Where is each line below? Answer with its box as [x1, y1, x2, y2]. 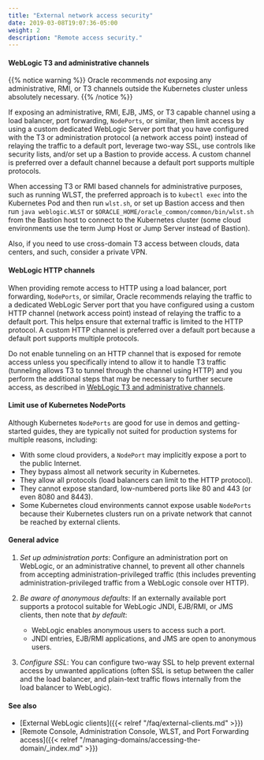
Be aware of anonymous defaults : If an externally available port [19, 593, 226, 603]
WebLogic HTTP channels [8, 265, 95, 275]
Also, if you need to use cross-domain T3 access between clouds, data [8, 239, 240, 249]
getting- [214, 418, 240, 427]
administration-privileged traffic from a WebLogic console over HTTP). [19, 578, 250, 588]
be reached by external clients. [19, 517, 121, 526]
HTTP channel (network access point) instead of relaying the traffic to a [8, 308, 241, 318]
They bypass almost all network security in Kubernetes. [19, 467, 201, 476]
